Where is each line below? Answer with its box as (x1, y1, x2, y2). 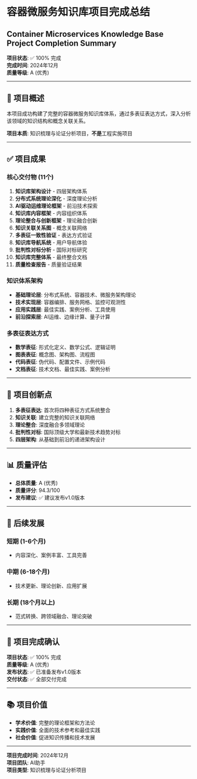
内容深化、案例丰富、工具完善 (15, 552, 87, 559)
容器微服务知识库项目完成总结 (6, 5, 151, 19)
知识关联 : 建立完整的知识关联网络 (15, 414, 95, 421)
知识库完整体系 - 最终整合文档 (15, 253, 88, 261)
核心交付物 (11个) (6, 173, 54, 182)
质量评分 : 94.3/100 (15, 487, 60, 494)
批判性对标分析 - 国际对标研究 (15, 246, 88, 253)
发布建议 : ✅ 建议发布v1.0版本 (15, 494, 85, 501)
